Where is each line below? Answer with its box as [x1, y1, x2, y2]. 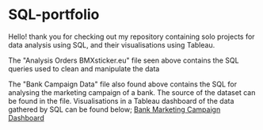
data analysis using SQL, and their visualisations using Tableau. [8, 40, 215, 49]
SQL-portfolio [8, 6, 100, 24]
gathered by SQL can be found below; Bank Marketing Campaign [8, 105, 221, 114]
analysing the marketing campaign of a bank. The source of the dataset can [8, 87, 256, 97]
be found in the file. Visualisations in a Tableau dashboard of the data [8, 96, 234, 105]
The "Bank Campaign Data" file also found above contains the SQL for [8, 79, 238, 89]
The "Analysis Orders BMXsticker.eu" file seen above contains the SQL [8, 55, 239, 65]
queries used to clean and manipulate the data [8, 63, 160, 73]
